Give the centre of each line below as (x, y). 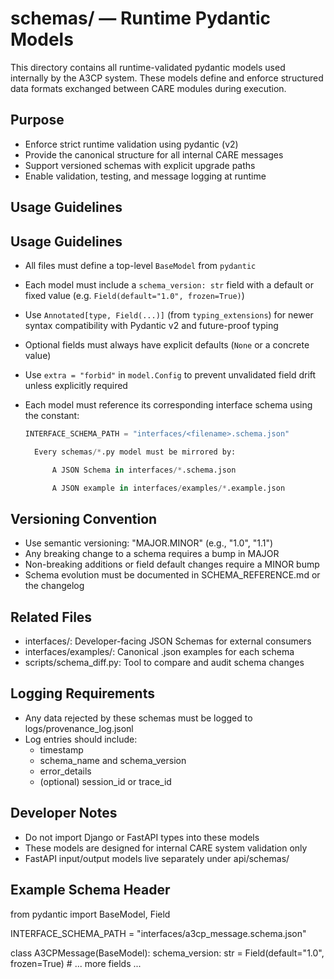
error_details (65, 771)
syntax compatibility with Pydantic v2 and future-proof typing (151, 325)
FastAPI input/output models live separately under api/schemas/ (157, 858)
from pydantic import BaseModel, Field (90, 914)
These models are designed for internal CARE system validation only (166, 848)
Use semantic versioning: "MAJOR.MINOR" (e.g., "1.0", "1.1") (149, 543)
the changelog (54, 586)
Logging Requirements (82, 693)
